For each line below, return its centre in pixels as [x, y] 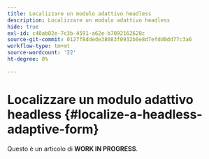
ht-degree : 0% [28, 59]
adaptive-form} [53, 129]
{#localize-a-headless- [133, 114]
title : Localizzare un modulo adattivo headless [79, 14]
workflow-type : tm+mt [39, 46]
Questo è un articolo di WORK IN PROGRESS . [73, 149]
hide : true [23, 26]
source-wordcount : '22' [42, 53]
